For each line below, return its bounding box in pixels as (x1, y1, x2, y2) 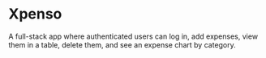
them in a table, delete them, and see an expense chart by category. (8, 39, 237, 49)
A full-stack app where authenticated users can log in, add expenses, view (8, 31, 258, 41)
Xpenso (8, 5, 62, 23)
